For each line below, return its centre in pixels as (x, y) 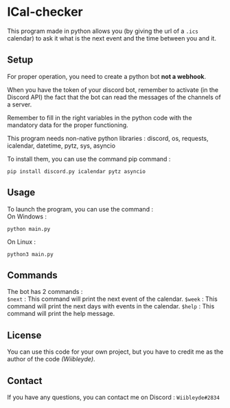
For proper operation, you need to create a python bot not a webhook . (107, 76)
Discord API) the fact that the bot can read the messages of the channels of (114, 97)
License (24, 335)
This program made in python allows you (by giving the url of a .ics (103, 31)
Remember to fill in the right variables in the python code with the (100, 117)
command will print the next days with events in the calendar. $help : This (111, 306)
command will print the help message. (61, 314)
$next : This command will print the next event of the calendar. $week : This (112, 299)
